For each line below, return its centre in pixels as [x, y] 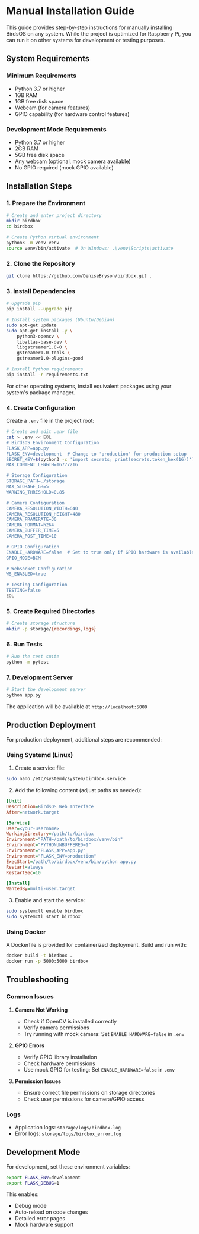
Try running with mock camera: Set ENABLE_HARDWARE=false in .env [104, 1034]
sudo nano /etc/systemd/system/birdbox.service [66, 779]
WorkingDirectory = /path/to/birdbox [50, 834]
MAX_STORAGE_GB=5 [28, 486]
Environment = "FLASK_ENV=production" [51, 856]
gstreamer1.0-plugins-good [50, 359]
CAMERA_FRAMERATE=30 [32, 519]
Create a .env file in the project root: [50, 421]
